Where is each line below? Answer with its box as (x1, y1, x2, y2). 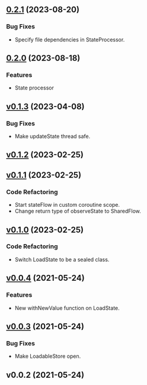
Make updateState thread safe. (14, 133, 91, 140)
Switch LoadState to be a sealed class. (14, 256, 110, 263)
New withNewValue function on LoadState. (14, 304, 120, 312)
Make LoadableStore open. (14, 352, 81, 360)
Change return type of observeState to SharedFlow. (14, 207, 141, 215)
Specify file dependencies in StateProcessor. (14, 36, 125, 43)
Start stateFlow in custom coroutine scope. (14, 201, 120, 208)
